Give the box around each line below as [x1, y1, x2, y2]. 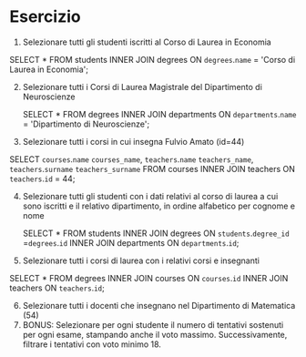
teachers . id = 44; [9, 173, 76, 184]
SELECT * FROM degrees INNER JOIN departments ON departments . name [22, 108, 297, 119]
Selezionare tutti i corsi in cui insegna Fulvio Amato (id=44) [22, 136, 245, 147]
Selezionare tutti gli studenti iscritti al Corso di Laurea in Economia [22, 36, 271, 47]
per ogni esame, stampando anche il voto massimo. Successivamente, [22, 329, 288, 340]
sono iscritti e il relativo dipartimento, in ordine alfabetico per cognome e [22, 200, 296, 211]
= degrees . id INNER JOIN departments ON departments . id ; [22, 237, 240, 248]
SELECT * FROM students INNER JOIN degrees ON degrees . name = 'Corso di [9, 54, 296, 65]
